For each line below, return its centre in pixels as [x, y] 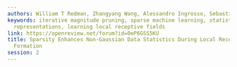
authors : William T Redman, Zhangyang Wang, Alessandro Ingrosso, [107, 14]
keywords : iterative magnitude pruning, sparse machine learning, [107, 20]
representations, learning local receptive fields [90, 27]
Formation [28, 46]
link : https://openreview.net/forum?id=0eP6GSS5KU [83, 33]
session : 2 [23, 53]
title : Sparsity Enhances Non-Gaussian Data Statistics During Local [112, 40]
